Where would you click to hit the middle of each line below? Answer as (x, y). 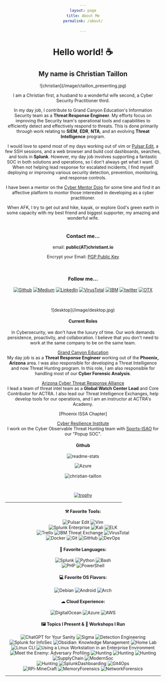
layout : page (83, 10)
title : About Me (83, 16)
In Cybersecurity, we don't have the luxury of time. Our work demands (83, 333)
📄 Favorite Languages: (83, 549)
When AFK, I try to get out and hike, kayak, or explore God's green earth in (83, 208)
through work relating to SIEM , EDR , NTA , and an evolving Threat (83, 131)
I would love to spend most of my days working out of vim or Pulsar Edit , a (83, 146)
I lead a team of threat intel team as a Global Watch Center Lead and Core (83, 389)
